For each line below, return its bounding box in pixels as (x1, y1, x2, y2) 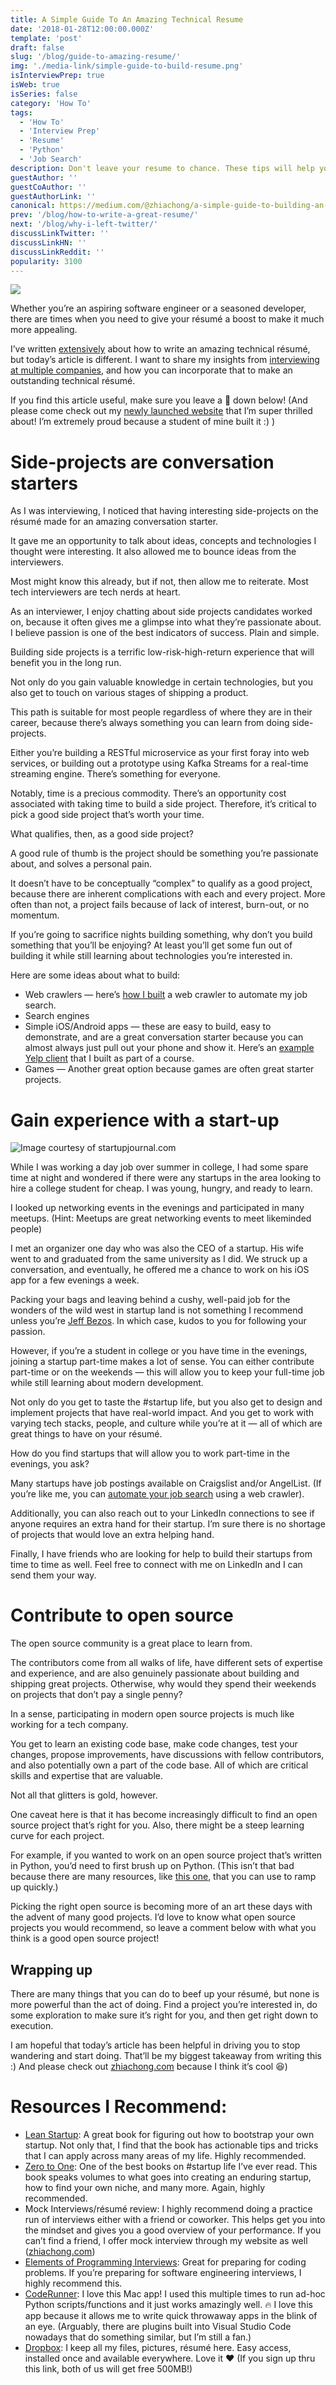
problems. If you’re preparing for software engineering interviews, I (24, 2266, 302, 2278)
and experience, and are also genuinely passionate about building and (10, 1667, 300, 1680)
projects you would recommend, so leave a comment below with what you (10, 1922, 317, 1934)
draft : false (10, 42, 65, 53)
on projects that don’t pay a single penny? (10, 1689, 183, 1701)
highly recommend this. (24, 2277, 123, 2289)
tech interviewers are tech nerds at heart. (10, 586, 181, 598)
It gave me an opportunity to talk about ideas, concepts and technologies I (10, 535, 317, 547)
